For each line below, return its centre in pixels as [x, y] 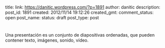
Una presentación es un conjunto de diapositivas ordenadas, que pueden [80, 35]
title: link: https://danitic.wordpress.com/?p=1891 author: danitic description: [83, 7]
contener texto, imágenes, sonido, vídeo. [47, 40]
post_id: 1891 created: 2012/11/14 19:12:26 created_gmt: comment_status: [79, 12]
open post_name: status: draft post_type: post [52, 18]
